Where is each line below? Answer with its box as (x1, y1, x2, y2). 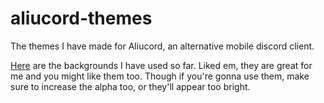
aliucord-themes (10, 7, 153, 30)
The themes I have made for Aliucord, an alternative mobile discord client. (10, 40, 315, 52)
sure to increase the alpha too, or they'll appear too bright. (10, 80, 251, 92)
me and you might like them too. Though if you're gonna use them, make (10, 70, 310, 82)
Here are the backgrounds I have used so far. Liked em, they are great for (10, 59, 313, 71)
